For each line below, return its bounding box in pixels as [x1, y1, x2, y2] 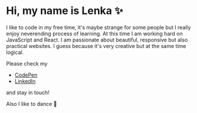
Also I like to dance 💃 [6, 100, 57, 107]
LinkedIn [14, 77, 36, 84]
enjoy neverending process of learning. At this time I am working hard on [6, 30, 183, 37]
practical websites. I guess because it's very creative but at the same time [6, 42, 186, 49]
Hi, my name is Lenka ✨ [6, 4, 123, 18]
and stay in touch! [6, 89, 50, 96]
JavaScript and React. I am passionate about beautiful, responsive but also [6, 36, 188, 43]
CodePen [14, 71, 38, 78]
